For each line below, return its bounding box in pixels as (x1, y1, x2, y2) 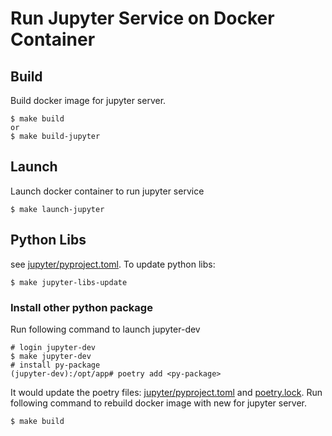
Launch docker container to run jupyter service (10, 185, 205, 197)
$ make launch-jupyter (10, 204, 105, 214)
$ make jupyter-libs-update (10, 277, 128, 287)
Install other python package (10, 300, 153, 314)
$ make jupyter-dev (10, 351, 92, 361)
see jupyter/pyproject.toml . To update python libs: (10, 258, 216, 270)
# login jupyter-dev (10, 342, 97, 352)
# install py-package (10, 360, 101, 370)
